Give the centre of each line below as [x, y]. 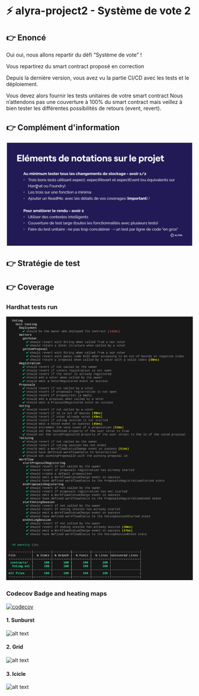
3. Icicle [16, 673]
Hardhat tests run [32, 307]
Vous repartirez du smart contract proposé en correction [75, 66]
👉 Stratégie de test [43, 263]
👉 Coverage [30, 287]
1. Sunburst [20, 620]
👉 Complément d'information [63, 128]
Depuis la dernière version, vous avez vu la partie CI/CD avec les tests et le [98, 78]
